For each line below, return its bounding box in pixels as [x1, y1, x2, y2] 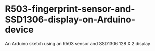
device [5, 25, 34, 35]
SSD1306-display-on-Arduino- [5, 14, 136, 25]
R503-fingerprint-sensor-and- [5, 3, 135, 15]
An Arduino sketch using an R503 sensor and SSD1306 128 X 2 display [5, 40, 151, 46]
